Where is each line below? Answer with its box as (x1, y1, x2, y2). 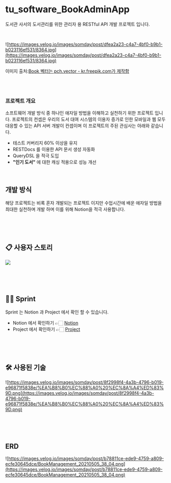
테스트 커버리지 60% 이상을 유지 (12, 140, 78, 146)
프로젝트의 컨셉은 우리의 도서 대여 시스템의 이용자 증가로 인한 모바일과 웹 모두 (12, 116, 166, 123)
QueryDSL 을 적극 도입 (12, 153, 59, 159)
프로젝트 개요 (5, 97, 36, 104)
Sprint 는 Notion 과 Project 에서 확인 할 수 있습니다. (5, 309, 109, 315)
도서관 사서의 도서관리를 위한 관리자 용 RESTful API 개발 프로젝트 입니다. (5, 21, 150, 27)
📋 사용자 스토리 (5, 244, 53, 252)
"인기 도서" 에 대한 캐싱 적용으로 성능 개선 (12, 159, 97, 165)
